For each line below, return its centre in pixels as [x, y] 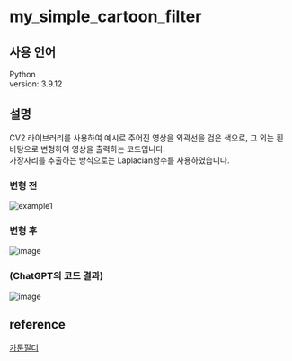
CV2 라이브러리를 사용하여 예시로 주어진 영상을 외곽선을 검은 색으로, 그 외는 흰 [146, 138]
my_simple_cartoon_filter [106, 17]
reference [37, 325]
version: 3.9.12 [36, 84]
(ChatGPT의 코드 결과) [56, 276]
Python [22, 74]
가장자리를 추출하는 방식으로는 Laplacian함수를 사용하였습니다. [120, 160]
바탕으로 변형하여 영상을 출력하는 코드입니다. [88, 149]
